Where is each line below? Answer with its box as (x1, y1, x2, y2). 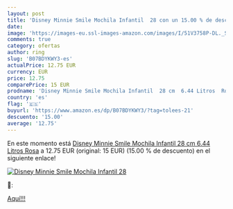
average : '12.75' (7, 119, 58, 127)
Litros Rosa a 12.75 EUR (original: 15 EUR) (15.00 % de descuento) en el (7, 147, 211, 155)
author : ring (7, 49, 45, 56)
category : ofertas (7, 42, 60, 49)
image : (7, 29, 26, 37)
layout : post (7, 10, 45, 17)
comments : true (7, 36, 51, 43)
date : (7, 23, 23, 30)
